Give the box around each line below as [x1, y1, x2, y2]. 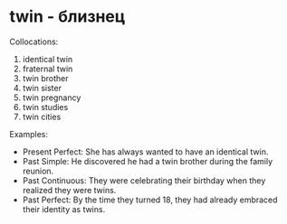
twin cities [22, 111, 62, 122]
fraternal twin [22, 63, 73, 74]
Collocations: [9, 36, 59, 47]
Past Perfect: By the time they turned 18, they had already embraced [22, 194, 278, 205]
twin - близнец [9, 6, 126, 27]
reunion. [22, 165, 54, 176]
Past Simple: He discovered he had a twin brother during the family [22, 155, 273, 166]
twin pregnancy [22, 92, 81, 103]
